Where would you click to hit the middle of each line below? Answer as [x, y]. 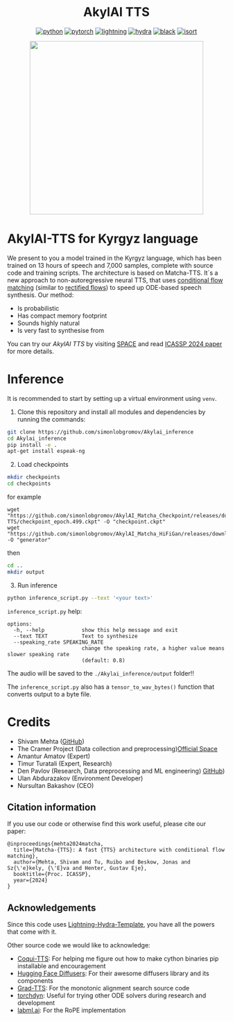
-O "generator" [29, 540]
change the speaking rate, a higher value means [153, 648]
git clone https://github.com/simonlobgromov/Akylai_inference [101, 432]
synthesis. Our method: [41, 295]
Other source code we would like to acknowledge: [79, 945]
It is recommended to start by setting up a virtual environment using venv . [112, 398]
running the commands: [51, 419]
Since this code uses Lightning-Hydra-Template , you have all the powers [111, 925]
